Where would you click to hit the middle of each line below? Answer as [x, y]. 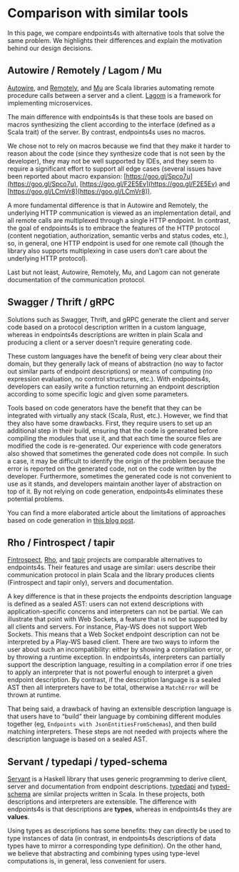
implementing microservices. [50, 103]
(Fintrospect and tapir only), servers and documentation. [91, 583]
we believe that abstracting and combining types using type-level [103, 853]
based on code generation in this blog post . [71, 520]
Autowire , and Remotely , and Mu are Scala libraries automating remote [111, 88]
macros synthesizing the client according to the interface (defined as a [111, 124]
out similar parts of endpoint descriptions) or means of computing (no [110, 371]
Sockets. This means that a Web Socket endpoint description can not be [113, 634]
